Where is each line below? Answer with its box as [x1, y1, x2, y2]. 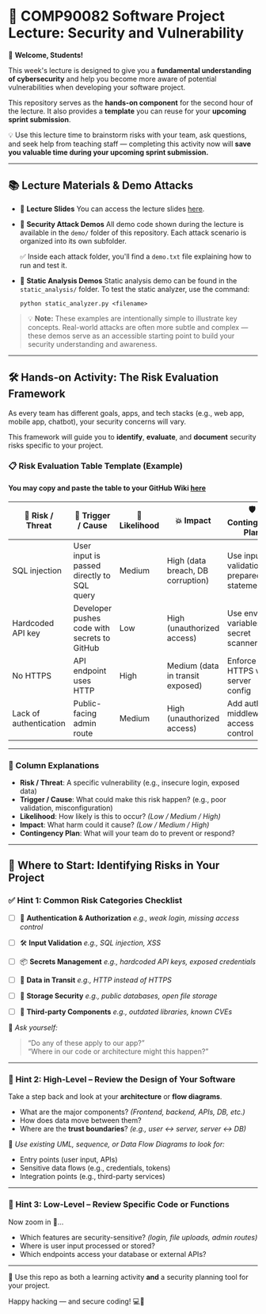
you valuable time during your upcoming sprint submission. [8, 147, 209, 157]
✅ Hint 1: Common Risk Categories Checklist [8, 895, 183, 906]
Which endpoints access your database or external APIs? [19, 1249, 207, 1258]
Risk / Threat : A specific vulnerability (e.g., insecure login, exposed [19, 778, 240, 787]
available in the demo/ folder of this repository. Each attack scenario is [19, 228, 247, 237]
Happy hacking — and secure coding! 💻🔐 [8, 1297, 145, 1306]
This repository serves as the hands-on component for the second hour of [8, 98, 253, 107]
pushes [73, 613, 101, 624]
